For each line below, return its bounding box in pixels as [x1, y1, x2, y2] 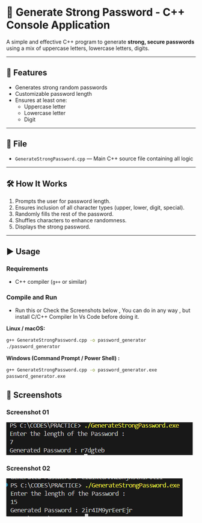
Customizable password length [14, 90, 92, 97]
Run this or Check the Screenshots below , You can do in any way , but [14, 307, 191, 314]
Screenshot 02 [6, 464, 50, 472]
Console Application [6, 18, 110, 32]
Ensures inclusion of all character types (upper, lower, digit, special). [14, 204, 185, 211]
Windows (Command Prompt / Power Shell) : [6, 355, 120, 362]
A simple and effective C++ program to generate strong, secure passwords [6, 38, 195, 45]
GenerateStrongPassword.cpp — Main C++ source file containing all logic [14, 155, 194, 162]
